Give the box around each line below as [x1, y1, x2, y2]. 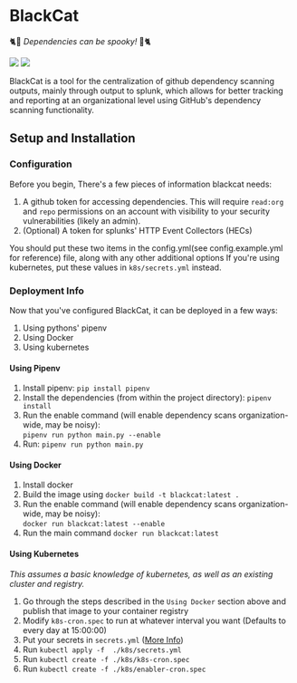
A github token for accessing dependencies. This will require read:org [22, 196, 284, 207]
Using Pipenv [9, 362, 61, 373]
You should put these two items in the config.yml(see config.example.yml [9, 242, 283, 254]
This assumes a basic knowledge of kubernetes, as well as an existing [9, 568, 273, 580]
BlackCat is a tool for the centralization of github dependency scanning [9, 75, 274, 86]
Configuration [9, 158, 72, 170]
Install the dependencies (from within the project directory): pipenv [22, 392, 272, 403]
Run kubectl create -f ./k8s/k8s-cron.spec [22, 653, 190, 664]
